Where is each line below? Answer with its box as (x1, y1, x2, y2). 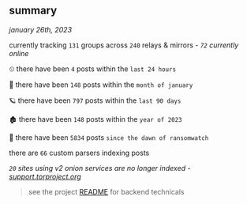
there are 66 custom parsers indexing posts (9, 148, 150, 157)
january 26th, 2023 (9, 25, 73, 34)
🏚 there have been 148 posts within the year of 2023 (9, 114, 182, 123)
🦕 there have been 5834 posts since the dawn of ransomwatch (9, 132, 209, 142)
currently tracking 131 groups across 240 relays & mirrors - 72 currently (9, 40, 239, 50)
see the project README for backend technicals (28, 187, 185, 196)
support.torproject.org (9, 172, 81, 181)
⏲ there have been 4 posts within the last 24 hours (9, 64, 177, 74)
